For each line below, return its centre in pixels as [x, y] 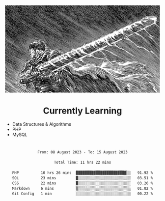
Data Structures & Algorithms [41, 124]
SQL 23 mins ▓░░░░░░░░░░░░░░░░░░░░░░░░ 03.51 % [82, 178]
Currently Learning [82, 111]
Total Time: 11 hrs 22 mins [82, 163]
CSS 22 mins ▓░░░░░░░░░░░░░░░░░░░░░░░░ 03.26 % [82, 183]
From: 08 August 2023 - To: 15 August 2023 [82, 152]
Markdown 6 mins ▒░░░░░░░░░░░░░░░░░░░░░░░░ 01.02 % [82, 188]
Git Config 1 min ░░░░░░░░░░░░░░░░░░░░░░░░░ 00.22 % [82, 194]
